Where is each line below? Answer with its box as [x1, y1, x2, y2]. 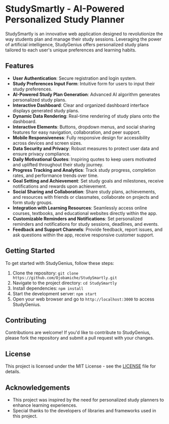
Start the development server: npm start [12, 290, 97, 296]
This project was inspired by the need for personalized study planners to [12, 397, 164, 403]
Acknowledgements [5, 383, 70, 392]
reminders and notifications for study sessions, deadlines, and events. [12, 221, 159, 227]
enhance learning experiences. [12, 402, 77, 408]
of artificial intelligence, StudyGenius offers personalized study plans [5, 41, 149, 47]
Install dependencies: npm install [12, 285, 83, 291]
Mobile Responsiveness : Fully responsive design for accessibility [12, 134, 150, 140]
